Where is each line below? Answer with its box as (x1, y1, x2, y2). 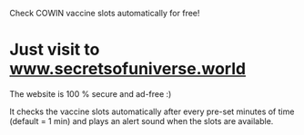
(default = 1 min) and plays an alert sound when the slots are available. (9, 115, 274, 126)
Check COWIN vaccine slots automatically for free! (9, 8, 200, 18)
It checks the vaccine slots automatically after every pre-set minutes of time (9, 106, 295, 117)
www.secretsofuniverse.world (9, 59, 247, 80)
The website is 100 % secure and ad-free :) (9, 88, 172, 99)
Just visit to (9, 40, 100, 60)
